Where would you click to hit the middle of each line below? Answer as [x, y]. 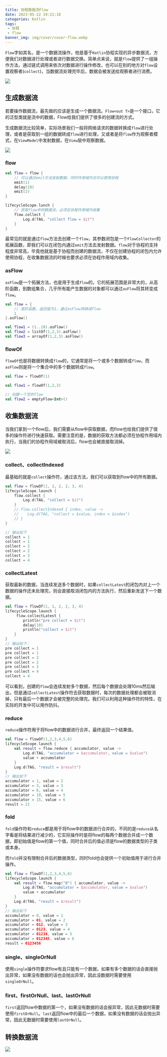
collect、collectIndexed [34, 465]
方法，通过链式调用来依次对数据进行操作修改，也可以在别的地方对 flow [81, 65]
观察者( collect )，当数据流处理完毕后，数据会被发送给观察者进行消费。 [82, 71]
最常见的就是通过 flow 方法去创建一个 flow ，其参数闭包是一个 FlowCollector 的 [83, 239]
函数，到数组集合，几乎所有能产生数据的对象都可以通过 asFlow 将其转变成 [83, 288]
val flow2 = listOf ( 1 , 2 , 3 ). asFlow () [43, 332]
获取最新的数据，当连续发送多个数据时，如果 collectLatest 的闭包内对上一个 [83, 584]
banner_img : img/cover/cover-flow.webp [46, 38]
